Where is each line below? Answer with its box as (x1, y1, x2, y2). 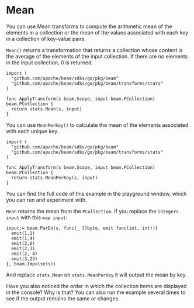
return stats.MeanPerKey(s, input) (11, 175, 98, 181)
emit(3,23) (11, 255, 38, 262)
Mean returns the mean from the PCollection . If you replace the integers (6, 207, 179, 214)
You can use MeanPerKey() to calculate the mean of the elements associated (6, 121, 189, 129)
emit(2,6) (11, 240, 35, 246)
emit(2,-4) (11, 251, 38, 257)
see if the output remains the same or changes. (6, 295, 120, 302)
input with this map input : (6, 214, 68, 221)
